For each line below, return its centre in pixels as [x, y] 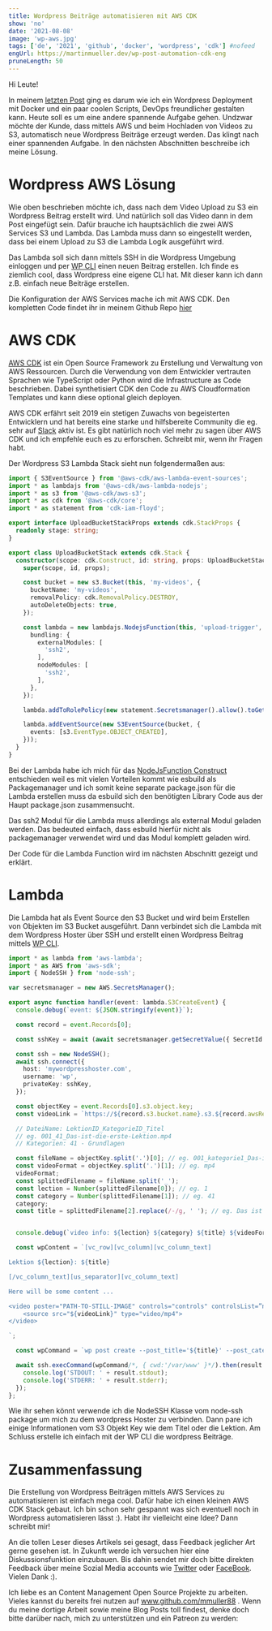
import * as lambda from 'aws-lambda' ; [76, 958]
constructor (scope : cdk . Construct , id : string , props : [110, 560]
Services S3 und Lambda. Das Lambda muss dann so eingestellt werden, [130, 233]
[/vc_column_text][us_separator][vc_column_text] [94, 1277]
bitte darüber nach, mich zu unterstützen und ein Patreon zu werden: [123, 1618]
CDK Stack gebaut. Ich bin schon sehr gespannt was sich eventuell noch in [134, 1509]
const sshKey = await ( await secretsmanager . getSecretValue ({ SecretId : [141, 1039]
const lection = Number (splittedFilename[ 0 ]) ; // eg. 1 [112, 1189]
